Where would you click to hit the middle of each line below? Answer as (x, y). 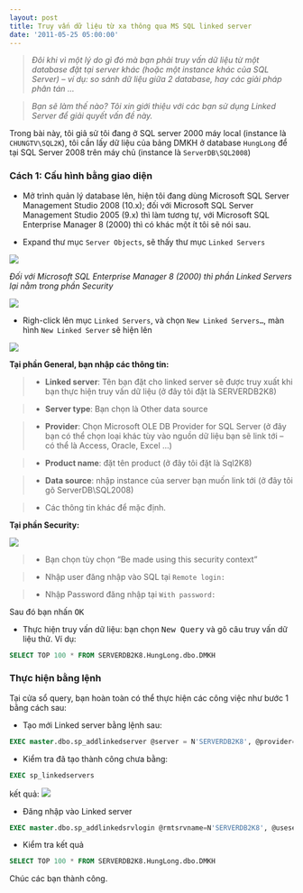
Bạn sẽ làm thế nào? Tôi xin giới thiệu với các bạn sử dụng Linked (154, 106)
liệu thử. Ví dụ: (49, 639)
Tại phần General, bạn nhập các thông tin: (89, 364)
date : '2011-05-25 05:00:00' (64, 34)
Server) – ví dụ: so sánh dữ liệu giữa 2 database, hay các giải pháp (156, 79)
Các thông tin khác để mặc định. (106, 507)
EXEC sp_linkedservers (52, 775)
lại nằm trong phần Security (61, 286)
